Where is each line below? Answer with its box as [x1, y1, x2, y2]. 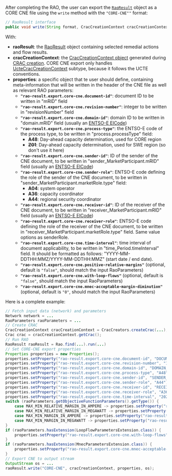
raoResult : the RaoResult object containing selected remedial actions [12, 44, 159, 50]
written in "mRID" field [20, 98, 68, 104]
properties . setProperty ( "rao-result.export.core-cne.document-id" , [5, 356, 153, 361]
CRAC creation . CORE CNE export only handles [12, 60, 113, 66]
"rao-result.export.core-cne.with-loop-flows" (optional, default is [20, 272, 164, 278]
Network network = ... [5, 313, 54, 318]
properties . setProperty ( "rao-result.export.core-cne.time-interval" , [5, 394, 157, 399]
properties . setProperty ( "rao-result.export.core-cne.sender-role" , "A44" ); [5, 380, 170, 385]
